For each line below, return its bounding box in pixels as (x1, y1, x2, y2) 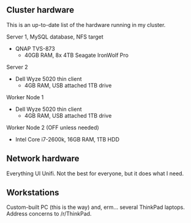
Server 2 (6, 63, 29, 70)
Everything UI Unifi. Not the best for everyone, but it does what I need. (6, 170, 184, 177)
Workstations (6, 187, 59, 198)
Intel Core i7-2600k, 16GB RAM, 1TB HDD (15, 135, 119, 143)
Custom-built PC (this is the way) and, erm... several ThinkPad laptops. (6, 203, 185, 211)
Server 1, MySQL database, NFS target (6, 33, 104, 40)
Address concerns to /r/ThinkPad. (6, 210, 92, 217)
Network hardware (6, 153, 80, 164)
